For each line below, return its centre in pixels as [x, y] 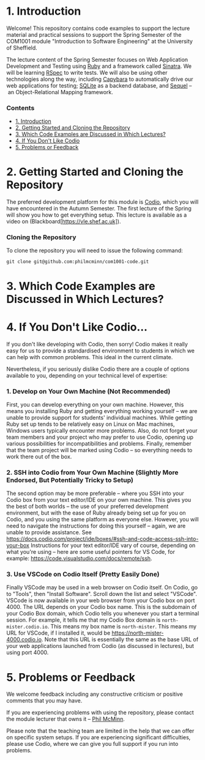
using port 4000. [28, 652]
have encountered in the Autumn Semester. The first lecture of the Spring [99, 209]
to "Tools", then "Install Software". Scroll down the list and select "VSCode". [102, 594]
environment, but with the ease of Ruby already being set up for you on [96, 513]
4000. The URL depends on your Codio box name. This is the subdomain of [102, 607]
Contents [20, 108]
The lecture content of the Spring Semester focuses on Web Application [97, 59]
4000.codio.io [24, 639]
